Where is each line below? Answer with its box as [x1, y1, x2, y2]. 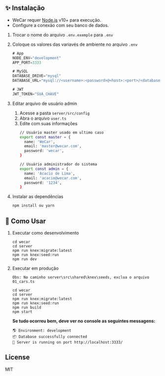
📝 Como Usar [5, 217, 46, 225]
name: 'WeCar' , [24, 139, 56, 144]
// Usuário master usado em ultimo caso [19, 130, 104, 135]
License [5, 353, 30, 362]
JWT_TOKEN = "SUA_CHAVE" [12, 91, 59, 97]
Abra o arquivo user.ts [19, 115, 66, 121]
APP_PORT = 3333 [12, 60, 41, 65]
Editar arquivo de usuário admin [12, 101, 77, 106]
